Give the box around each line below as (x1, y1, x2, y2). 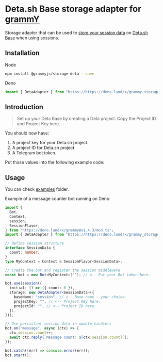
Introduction (5, 103, 44, 111)
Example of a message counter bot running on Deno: (5, 196, 111, 202)
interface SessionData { (5, 246, 55, 250)
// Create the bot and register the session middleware (5, 268, 120, 273)
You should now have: (5, 130, 49, 136)
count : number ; (9, 250, 40, 255)
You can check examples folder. (5, 186, 69, 192)
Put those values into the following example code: (5, 159, 105, 165)
